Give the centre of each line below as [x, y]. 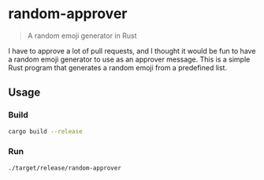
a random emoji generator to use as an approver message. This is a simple [129, 59]
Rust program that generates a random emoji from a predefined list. [117, 67]
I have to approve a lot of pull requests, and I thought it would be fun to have [132, 51]
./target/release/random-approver [65, 168]
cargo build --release [45, 131]
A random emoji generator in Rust [82, 36]
